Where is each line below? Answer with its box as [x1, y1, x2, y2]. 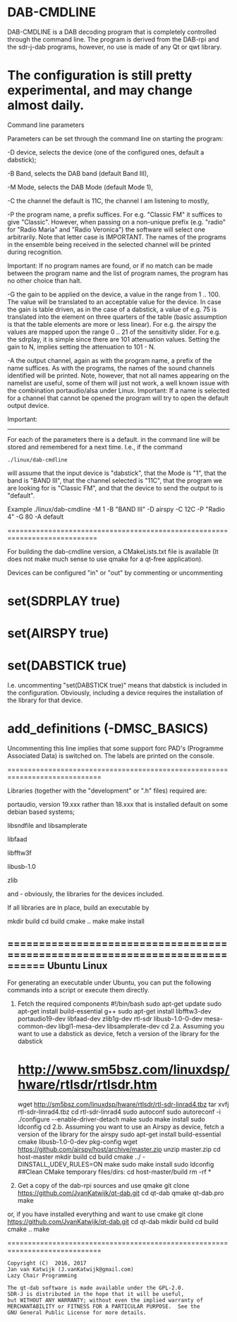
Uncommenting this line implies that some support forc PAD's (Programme [7, 744, 224, 752]
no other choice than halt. [7, 276, 83, 284]
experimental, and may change [7, 83, 193, 99]
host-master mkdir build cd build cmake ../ [17, 1152, 141, 1161]
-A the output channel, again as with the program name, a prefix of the [7, 356, 212, 364]
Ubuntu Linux [47, 959, 108, 971]
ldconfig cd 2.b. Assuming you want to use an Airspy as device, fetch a [17, 1122, 224, 1131]
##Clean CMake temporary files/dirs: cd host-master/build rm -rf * [17, 1167, 212, 1176]
